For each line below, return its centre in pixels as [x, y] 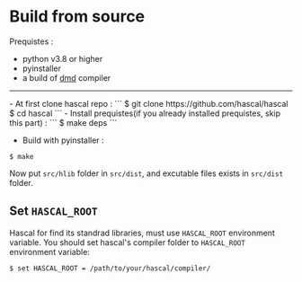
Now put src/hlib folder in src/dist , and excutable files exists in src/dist [147, 173]
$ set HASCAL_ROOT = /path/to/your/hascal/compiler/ [110, 268]
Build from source [77, 17]
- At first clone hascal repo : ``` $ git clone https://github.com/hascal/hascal [149, 103]
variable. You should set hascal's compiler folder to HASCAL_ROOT [127, 242]
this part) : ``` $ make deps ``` [63, 122]
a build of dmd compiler [67, 77]
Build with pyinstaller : [63, 140]
